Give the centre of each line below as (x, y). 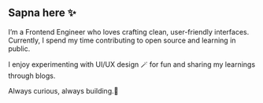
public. (19, 48)
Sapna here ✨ (42, 13)
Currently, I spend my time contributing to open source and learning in (122, 40)
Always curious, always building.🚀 (63, 90)
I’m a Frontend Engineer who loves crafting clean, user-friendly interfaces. (129, 31)
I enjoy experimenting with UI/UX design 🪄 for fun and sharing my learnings (132, 64)
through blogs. (32, 75)
